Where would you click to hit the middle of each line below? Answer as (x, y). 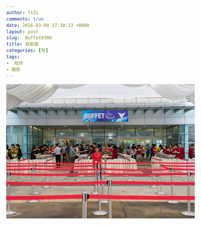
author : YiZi (22, 13)
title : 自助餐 (22, 44)
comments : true (25, 19)
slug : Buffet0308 (29, 38)
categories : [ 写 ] (28, 51)
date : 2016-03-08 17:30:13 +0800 (48, 25)
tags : (13, 57)
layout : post (22, 32)
